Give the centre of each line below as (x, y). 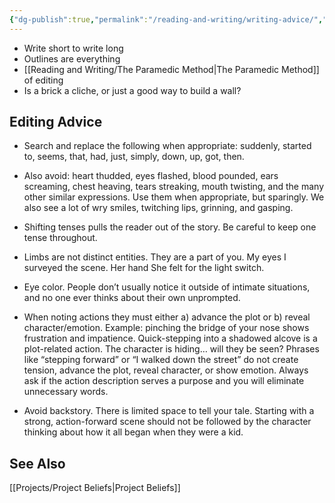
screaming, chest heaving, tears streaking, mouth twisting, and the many (174, 187)
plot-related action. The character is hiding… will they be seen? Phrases (171, 349)
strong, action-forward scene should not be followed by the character (167, 422)
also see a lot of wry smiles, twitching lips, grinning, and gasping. (158, 208)
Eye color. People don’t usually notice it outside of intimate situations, (167, 287)
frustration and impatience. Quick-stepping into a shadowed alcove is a (170, 338)
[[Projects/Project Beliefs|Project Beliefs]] (95, 488)
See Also (37, 463)
